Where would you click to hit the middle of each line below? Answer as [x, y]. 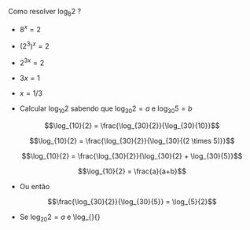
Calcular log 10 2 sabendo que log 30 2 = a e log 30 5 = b [106, 109]
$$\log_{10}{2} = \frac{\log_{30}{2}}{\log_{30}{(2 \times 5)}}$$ [132, 141]
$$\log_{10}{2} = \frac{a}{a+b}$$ [132, 171]
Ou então [35, 186]
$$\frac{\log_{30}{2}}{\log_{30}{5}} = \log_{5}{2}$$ [132, 201]
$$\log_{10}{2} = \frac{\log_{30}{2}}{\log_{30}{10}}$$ [132, 126]
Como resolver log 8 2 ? [44, 13]
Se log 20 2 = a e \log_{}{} [60, 217]
